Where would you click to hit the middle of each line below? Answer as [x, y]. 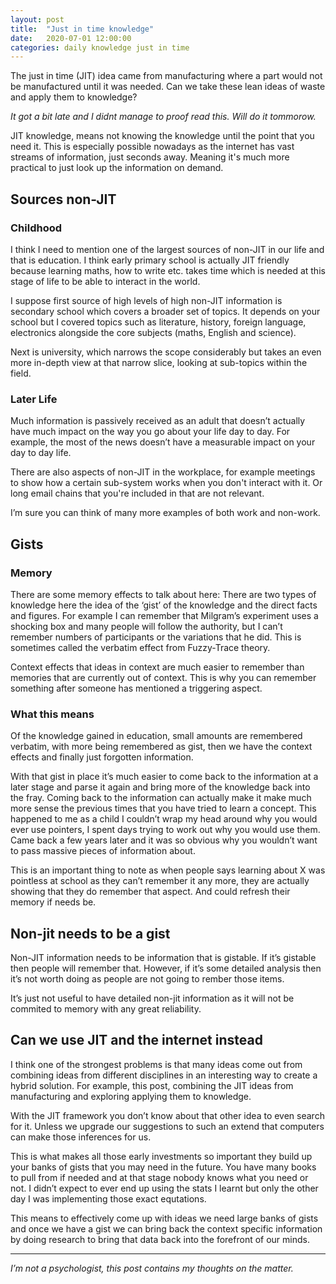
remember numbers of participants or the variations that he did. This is [156, 637]
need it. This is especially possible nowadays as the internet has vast [152, 147]
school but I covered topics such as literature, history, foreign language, [158, 322]
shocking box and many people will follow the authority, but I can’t [146, 626]
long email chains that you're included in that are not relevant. [137, 493]
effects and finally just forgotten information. [102, 757]
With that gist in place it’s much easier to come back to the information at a [164, 777]
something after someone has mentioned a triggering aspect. [136, 688]
